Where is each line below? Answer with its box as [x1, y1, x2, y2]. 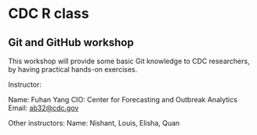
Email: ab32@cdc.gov [8, 103, 79, 112]
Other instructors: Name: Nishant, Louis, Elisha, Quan [8, 119, 180, 127]
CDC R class [8, 5, 89, 23]
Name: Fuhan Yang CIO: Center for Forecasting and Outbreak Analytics [8, 95, 237, 104]
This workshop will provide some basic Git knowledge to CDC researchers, [8, 56, 250, 66]
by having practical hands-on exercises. [8, 65, 138, 74]
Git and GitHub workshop [8, 36, 135, 49]
